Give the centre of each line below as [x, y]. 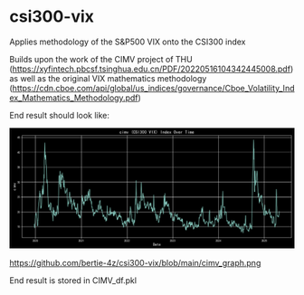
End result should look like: [60, 115]
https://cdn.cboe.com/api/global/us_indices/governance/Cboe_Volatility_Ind [153, 88]
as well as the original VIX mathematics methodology [108, 78]
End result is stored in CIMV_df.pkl [73, 281]
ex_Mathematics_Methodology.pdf [74, 98]
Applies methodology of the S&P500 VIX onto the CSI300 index [128, 42]
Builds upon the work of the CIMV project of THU [101, 59]
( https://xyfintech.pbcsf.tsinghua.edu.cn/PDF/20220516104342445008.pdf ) [152, 69]
